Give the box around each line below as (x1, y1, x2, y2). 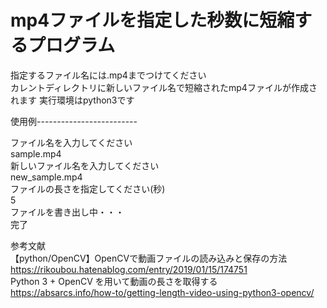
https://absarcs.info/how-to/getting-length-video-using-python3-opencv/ (10, 286, 315, 298)
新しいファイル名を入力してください (10, 159, 160, 171)
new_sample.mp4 (10, 171, 83, 183)
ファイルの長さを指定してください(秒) (10, 182, 166, 195)
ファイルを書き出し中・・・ (10, 206, 125, 218)
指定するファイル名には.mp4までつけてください (10, 69, 207, 81)
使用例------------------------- (10, 115, 138, 127)
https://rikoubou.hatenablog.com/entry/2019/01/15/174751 (10, 263, 248, 275)
